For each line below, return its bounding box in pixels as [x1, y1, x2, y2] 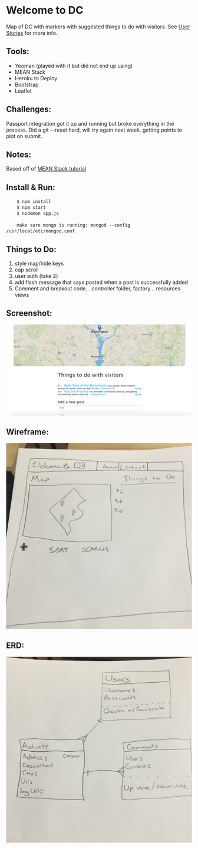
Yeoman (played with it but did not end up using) [14, 62, 133, 69]
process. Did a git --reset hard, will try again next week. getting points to [6, 126, 183, 133]
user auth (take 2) [14, 273, 58, 279]
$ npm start [16, 205, 46, 211]
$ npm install [16, 199, 51, 205]
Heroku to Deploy [14, 74, 58, 81]
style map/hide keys [14, 260, 64, 267]
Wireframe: [6, 427, 49, 437]
